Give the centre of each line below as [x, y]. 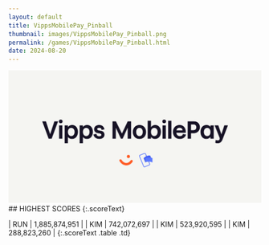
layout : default [35, 17]
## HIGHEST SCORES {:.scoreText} [67, 209]
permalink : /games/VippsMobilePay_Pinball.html [90, 43]
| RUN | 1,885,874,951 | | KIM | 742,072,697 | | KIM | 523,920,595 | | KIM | [129, 224]
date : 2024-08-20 [37, 51]
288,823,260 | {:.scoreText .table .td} [69, 233]
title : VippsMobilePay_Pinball [61, 25]
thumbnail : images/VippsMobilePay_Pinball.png [88, 34]
